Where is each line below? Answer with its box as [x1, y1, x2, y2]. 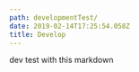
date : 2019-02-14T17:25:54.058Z [9, 22, 130, 31]
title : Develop [9, 30, 66, 39]
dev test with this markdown [9, 55, 114, 66]
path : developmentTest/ [9, 13, 99, 22]
